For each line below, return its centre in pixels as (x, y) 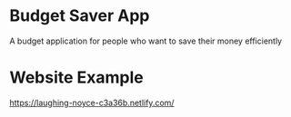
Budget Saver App (80, 16)
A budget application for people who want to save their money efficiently (146, 41)
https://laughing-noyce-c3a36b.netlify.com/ (92, 102)
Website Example (76, 78)
